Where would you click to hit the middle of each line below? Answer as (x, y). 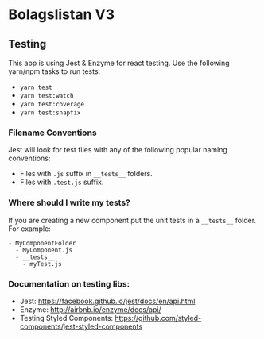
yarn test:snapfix (50, 113)
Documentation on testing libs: (69, 283)
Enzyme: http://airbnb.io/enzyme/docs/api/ (90, 309)
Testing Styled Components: (66, 318)
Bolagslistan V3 (62, 15)
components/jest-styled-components (81, 326)
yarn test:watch (47, 96)
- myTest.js (42, 264)
